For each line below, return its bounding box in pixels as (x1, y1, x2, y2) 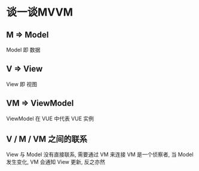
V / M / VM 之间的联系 (6, 134, 88, 144)
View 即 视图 (6, 80, 38, 87)
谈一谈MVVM (6, 5, 74, 19)
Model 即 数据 (6, 46, 41, 53)
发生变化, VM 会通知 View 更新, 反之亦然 (6, 158, 106, 166)
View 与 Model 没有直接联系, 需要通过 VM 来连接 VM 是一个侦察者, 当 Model (6, 151, 194, 158)
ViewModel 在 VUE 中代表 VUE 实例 (6, 115, 94, 122)
